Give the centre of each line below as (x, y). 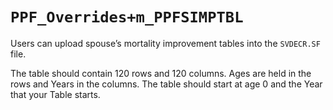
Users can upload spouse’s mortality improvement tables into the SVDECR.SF (165, 43)
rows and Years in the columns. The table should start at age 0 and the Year (166, 84)
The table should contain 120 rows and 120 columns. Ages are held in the (161, 73)
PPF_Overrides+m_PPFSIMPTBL (127, 17)
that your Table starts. (55, 94)
